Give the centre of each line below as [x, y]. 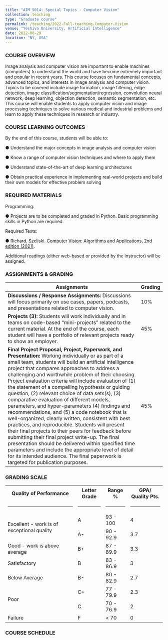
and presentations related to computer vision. [61, 308]
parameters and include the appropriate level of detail [71, 450]
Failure [16, 618]
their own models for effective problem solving [53, 182]
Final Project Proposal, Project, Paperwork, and [65, 350]
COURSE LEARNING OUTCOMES [45, 127]
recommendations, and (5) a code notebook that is [67, 412]
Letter [89, 491]
